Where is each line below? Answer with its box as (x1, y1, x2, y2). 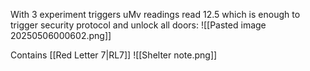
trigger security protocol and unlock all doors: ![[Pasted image (10, 19, 267, 31)
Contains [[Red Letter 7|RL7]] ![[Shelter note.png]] (10, 49, 218, 61)
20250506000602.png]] (10, 30, 112, 41)
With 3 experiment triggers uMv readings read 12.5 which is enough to (10, 9, 301, 20)
